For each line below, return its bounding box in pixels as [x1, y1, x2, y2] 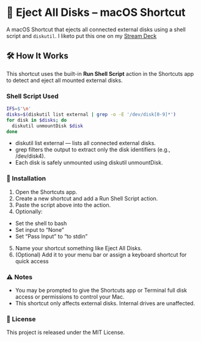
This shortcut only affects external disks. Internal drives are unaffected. [15, 300, 196, 307]
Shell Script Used [6, 92, 59, 100]
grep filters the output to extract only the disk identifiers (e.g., [15, 146, 171, 154]
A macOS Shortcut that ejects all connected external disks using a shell [6, 26, 186, 33]
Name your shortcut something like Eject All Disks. [15, 244, 142, 251]
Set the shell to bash [15, 220, 67, 227]
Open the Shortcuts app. [15, 188, 78, 195]
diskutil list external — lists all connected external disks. [15, 139, 156, 147]
